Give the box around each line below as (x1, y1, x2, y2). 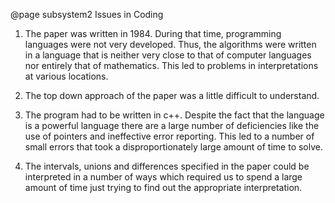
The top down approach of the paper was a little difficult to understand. (24, 90, 320, 101)
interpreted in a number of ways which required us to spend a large (24, 171, 303, 183)
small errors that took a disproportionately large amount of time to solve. (24, 141, 324, 153)
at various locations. (24, 70, 109, 82)
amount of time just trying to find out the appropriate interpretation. (24, 182, 303, 193)
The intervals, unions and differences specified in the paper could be (24, 160, 310, 172)
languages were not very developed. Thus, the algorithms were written (24, 39, 317, 50)
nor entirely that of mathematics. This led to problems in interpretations (24, 60, 319, 71)
